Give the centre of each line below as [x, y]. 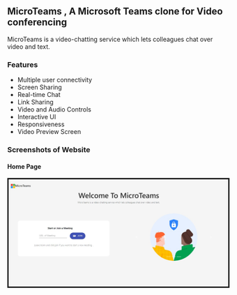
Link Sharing [35, 102]
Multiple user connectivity [55, 80]
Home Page [24, 166]
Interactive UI [37, 117]
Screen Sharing [40, 87]
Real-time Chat [39, 95]
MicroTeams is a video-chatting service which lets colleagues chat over [110, 39]
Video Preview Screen [49, 132]
